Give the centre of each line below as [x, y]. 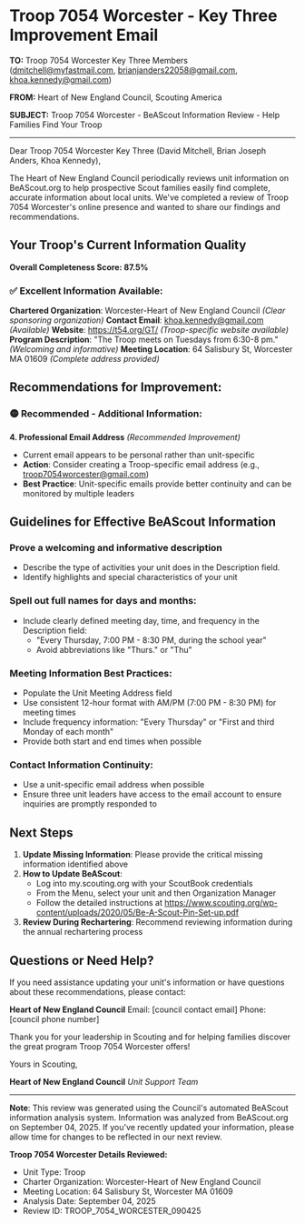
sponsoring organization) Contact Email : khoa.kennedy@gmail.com [137, 320]
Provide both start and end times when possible [112, 741]
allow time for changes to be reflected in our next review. [116, 1137]
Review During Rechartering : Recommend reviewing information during [157, 922]
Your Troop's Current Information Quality [128, 245]
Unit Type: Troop [54, 1172]
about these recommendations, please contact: [98, 991]
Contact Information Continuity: [82, 765]
